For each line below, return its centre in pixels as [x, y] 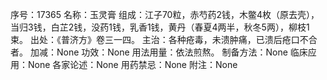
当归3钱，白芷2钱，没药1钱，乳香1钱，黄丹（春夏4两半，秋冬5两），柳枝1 [160, 27]
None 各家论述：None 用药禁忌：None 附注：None [132, 64]
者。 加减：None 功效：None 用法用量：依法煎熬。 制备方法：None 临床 [159, 52]
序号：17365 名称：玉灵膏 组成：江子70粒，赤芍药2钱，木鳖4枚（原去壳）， [165, 14]
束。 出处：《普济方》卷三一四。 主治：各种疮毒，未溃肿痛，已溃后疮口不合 [164, 39]
